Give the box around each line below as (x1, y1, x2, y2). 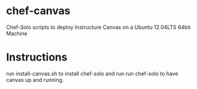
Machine (6, 29, 28, 37)
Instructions (6, 51, 68, 64)
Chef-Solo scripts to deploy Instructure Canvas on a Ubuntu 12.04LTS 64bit (6, 24, 191, 31)
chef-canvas (6, 4, 71, 18)
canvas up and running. (6, 76, 64, 83)
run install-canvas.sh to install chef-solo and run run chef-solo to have (6, 70, 179, 77)
